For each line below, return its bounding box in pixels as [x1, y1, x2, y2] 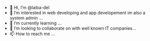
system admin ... [9, 15, 43, 20]
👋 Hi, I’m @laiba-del [9, 5, 50, 10]
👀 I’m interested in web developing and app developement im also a [9, 10, 146, 16]
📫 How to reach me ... [9, 31, 55, 37]
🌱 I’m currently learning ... [9, 20, 62, 26]
